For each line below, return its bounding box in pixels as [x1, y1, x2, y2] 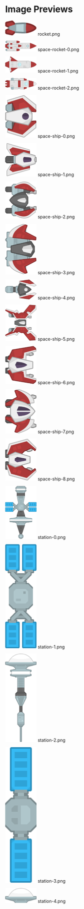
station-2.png [37, 737, 66, 743]
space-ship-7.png [37, 429, 74, 435]
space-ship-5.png [37, 336, 75, 342]
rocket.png [37, 31, 60, 37]
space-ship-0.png [37, 133, 75, 139]
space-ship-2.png [37, 213, 75, 220]
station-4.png [37, 898, 66, 904]
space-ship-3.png [37, 269, 75, 275]
